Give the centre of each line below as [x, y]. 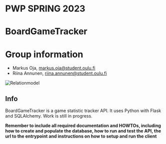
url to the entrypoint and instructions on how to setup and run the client [81, 136]
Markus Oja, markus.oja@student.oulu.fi [54, 68]
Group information [44, 54]
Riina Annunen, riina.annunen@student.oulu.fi [59, 73]
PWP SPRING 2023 [45, 9]
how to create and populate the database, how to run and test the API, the [83, 131]
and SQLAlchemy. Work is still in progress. [49, 116]
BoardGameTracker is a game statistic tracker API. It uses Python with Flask [83, 111]
